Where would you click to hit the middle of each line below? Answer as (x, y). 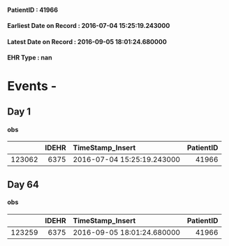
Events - (32, 86)
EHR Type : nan (30, 58)
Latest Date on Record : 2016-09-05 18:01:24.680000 (87, 41)
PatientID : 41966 (32, 10)
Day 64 (23, 184)
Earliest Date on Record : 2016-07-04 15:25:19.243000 (89, 26)
